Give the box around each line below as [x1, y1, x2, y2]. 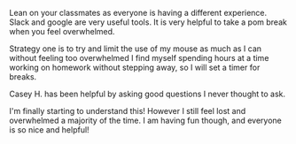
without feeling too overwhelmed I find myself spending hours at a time [9, 53, 269, 63]
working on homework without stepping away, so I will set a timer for [9, 62, 261, 72]
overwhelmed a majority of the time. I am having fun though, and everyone [9, 115, 282, 125]
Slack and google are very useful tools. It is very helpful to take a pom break [9, 17, 288, 27]
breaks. [9, 72, 37, 82]
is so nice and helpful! [9, 125, 90, 135]
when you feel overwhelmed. [9, 27, 115, 36]
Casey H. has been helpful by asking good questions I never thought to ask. [9, 88, 286, 99]
